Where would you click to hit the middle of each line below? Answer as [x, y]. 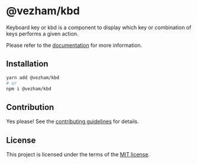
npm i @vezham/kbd [29, 89]
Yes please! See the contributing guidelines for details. [72, 122]
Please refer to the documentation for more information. [74, 45]
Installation [27, 64]
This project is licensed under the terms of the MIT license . [78, 154]
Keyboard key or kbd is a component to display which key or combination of [99, 27]
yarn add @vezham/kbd [33, 78]
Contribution [30, 107]
